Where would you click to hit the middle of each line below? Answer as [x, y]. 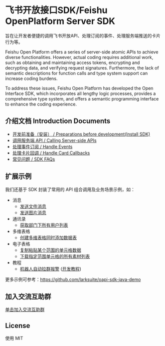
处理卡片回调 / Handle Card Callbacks [51, 152]
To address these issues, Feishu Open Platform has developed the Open [79, 88]
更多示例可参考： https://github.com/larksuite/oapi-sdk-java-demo [73, 279]
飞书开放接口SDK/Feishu [57, 10]
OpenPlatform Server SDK [60, 21]
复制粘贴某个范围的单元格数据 [50, 250]
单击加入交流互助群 [25, 309]
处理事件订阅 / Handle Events [42, 146]
